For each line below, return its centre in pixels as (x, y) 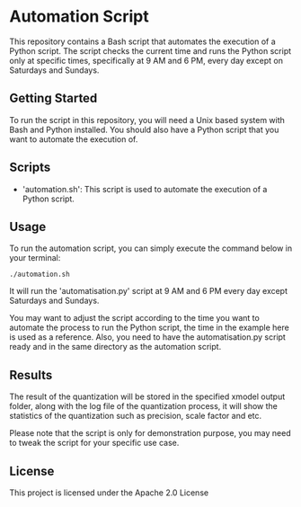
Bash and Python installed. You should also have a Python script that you (144, 129)
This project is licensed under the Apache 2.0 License (109, 493)
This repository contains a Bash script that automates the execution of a (142, 41)
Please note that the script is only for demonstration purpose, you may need (150, 433)
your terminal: (35, 258)
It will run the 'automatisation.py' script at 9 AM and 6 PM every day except (149, 291)
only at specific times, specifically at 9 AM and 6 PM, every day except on (146, 60)
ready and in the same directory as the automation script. (115, 347)
